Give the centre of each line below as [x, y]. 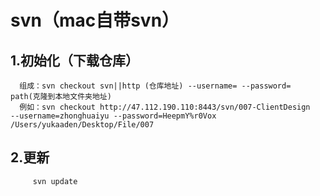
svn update [55, 181]
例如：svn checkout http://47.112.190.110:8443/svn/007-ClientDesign [165, 107]
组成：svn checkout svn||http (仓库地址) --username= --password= [155, 86]
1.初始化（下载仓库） [75, 60]
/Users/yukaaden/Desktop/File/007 [82, 125]
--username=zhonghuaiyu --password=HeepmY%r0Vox [113, 116]
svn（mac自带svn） [95, 20]
